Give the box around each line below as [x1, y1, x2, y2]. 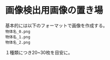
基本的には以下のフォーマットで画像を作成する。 [5, 22, 107, 28]
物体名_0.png [5, 29, 30, 34]
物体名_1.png [5, 34, 30, 40]
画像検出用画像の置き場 [5, 5, 103, 16]
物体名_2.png [5, 40, 30, 45]
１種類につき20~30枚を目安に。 [5, 49, 72, 55]
